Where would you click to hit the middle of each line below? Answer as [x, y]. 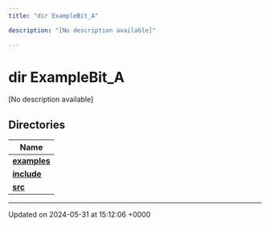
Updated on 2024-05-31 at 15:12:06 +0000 [80, 215]
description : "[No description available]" [82, 30]
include [27, 174]
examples [31, 161]
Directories [37, 124]
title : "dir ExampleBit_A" [53, 16]
